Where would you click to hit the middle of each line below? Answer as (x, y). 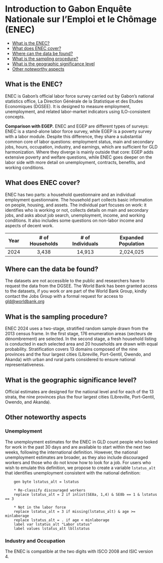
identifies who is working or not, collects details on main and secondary (77, 210)
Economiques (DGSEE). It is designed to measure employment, (68, 106)
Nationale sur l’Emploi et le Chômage (81, 19)
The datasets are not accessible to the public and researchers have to (75, 281)
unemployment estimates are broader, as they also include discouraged (77, 457)
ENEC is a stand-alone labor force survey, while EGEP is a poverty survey (78, 131)
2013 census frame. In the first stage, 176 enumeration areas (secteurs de (79, 334)
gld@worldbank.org (25, 301)
